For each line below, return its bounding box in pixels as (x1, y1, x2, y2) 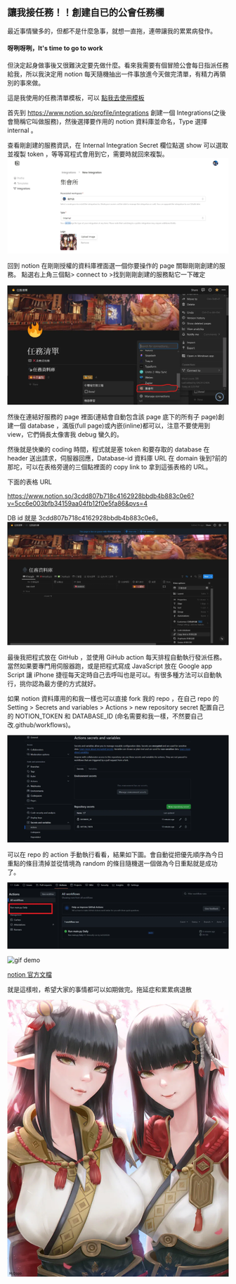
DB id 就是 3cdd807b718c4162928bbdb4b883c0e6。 (7, 514, 162, 522)
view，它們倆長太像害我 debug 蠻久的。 (7, 430, 123, 439)
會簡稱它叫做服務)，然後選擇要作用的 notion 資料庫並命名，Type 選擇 (7, 117, 207, 126)
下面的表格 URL (7, 477, 53, 487)
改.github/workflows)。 (7, 721, 75, 729)
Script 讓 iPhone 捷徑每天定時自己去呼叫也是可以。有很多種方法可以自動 (7, 671, 216, 679)
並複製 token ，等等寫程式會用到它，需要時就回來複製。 (7, 150, 169, 158)
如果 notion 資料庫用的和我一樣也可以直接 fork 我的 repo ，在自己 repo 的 (7, 695, 219, 703)
